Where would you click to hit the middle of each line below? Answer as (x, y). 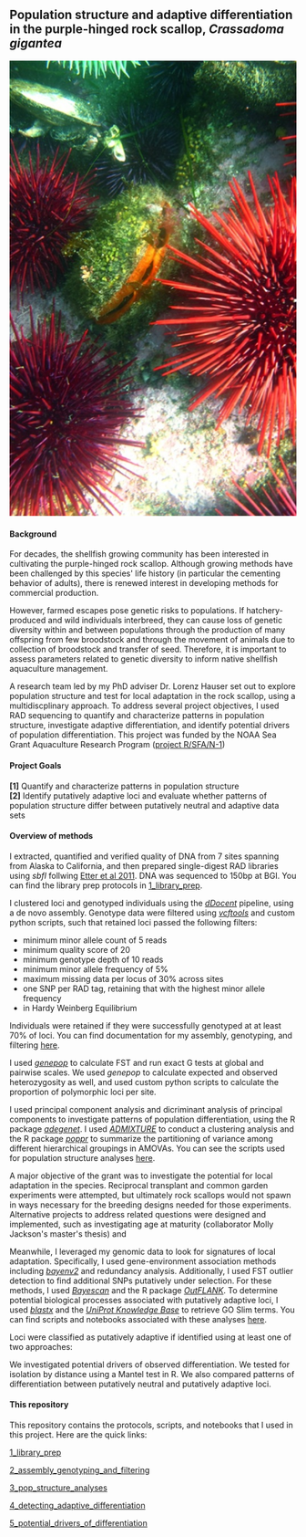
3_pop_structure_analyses (58, 1488)
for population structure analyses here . (82, 1157)
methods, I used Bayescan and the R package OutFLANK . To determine (143, 1290)
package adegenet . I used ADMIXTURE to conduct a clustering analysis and (152, 1129)
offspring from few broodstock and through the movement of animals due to (153, 640)
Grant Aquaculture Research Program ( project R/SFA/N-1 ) (117, 745)
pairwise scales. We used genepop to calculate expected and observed (143, 1072)
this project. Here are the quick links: (78, 1435)
